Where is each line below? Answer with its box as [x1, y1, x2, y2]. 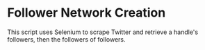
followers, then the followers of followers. [7, 35, 126, 43]
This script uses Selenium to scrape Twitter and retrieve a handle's [7, 28, 199, 36]
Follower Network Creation [7, 5, 166, 21]
